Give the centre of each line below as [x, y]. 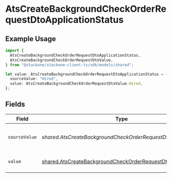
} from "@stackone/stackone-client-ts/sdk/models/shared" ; [70, 65]
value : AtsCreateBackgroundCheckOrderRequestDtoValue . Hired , [77, 84]
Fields [15, 104]
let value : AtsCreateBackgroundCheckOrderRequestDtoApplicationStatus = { [87, 74]
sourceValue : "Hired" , [34, 79]
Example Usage [31, 39]
